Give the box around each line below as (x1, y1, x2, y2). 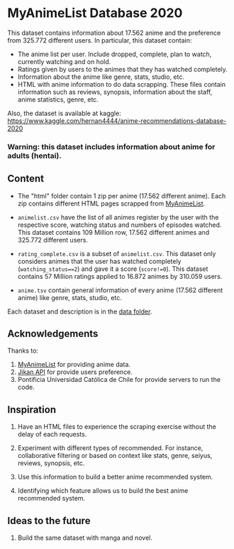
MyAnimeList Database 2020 (7, 5, 183, 21)
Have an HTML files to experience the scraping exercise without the (17, 422, 216, 431)
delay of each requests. (17, 430, 87, 439)
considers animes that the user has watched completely (17, 257, 182, 265)
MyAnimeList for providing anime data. (17, 361, 131, 369)
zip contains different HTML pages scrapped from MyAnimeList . (17, 199, 206, 208)
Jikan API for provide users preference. (17, 368, 133, 376)
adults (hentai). (7, 151, 62, 161)
